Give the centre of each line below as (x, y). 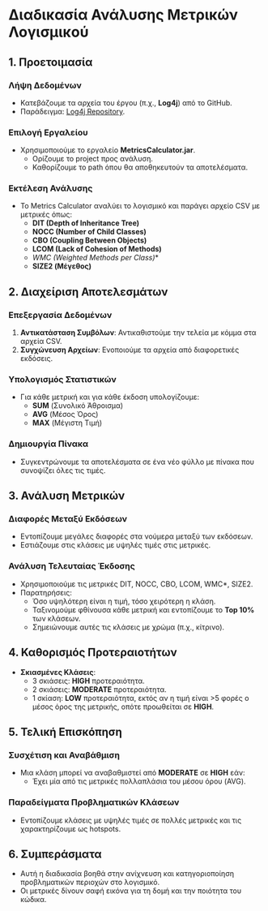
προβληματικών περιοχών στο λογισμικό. (90, 883)
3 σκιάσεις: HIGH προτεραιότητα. (89, 681)
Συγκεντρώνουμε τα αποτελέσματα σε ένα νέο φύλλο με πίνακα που (137, 462)
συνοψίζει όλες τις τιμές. (63, 470)
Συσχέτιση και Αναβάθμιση (64, 754)
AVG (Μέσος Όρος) (65, 415)
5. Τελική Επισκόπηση (66, 732)
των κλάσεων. (56, 618)
